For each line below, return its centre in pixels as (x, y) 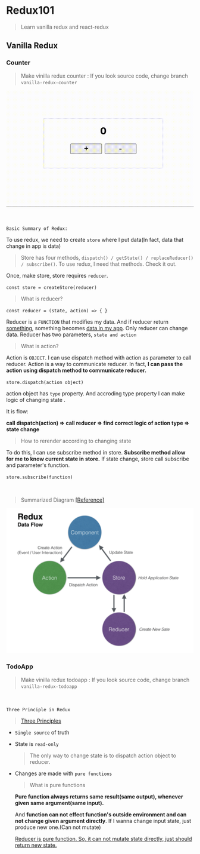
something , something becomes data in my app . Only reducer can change (97, 328)
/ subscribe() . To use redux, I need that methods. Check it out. (99, 264)
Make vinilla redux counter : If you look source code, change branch (104, 76)
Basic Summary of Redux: (37, 228)
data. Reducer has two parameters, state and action (71, 334)
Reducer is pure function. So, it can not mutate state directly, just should (103, 838)
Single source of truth (42, 732)
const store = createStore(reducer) (51, 287)
